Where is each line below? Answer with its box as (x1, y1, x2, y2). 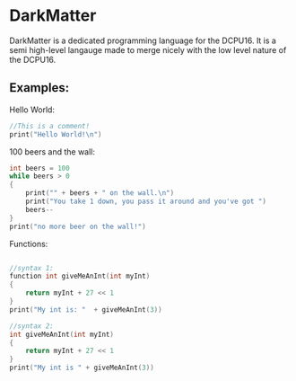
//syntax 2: (9, 321, 54, 331)
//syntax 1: (9, 263, 54, 272)
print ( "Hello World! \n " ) (9, 129, 102, 139)
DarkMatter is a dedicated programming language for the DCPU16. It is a (9, 35, 276, 46)
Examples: (9, 80, 70, 95)
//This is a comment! (9, 121, 91, 130)
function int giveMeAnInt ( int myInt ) (9, 271, 151, 281)
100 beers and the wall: (9, 146, 96, 157)
